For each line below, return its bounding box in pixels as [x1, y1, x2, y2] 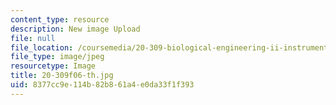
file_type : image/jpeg [10, 52, 105, 62]
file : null [10, 33, 56, 43]
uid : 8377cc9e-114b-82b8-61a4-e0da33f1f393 [10, 80, 195, 90]
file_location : [10, 42, 74, 53]
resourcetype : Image [10, 61, 97, 71]
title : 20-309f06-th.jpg [10, 71, 114, 81]
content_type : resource [10, 14, 110, 25]
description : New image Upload [10, 24, 141, 34]
